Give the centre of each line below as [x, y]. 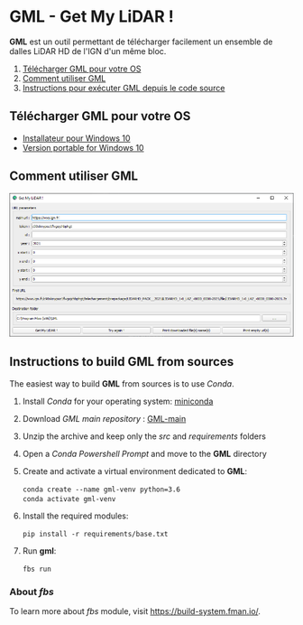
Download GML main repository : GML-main [104, 418]
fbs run [37, 569]
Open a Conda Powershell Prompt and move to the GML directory [145, 453]
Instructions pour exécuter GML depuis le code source [124, 88]
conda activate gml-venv [69, 499]
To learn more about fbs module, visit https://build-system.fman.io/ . [135, 611]
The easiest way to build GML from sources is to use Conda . [122, 383]
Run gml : [39, 550]
